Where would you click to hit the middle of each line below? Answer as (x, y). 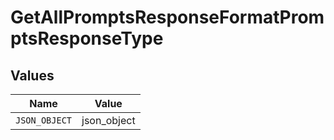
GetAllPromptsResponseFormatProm (167, 17)
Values (32, 75)
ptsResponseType (87, 38)
